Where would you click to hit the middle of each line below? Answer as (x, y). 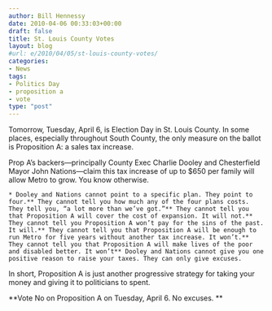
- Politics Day (34, 84)
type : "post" (31, 106)
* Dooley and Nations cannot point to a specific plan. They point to (131, 195)
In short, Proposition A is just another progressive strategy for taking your (132, 274)
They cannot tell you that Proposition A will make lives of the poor (131, 244)
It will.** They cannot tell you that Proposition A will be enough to (132, 231)
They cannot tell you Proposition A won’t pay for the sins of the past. (136, 223)
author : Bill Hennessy (47, 16)
